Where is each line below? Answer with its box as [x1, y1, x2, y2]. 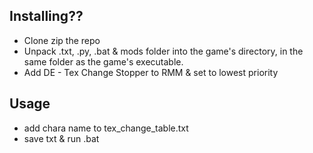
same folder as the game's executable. [23, 55, 184, 68]
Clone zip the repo [23, 34, 101, 46]
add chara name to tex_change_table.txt [23, 122, 189, 134]
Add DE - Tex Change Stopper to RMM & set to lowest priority [23, 66, 279, 78]
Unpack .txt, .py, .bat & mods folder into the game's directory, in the [23, 45, 304, 57]
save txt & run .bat [23, 132, 100, 144]
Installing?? [9, 8, 84, 25]
